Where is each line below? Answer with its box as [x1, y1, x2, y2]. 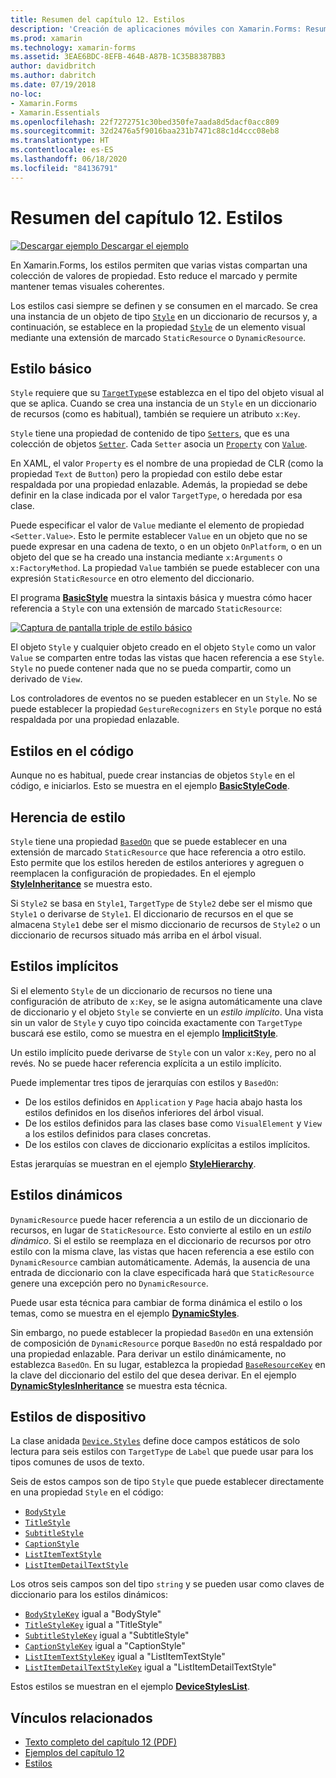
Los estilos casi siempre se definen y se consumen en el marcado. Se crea [10, 299, 318, 311]
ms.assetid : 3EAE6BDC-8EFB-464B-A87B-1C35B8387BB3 [10, 52, 226, 62]
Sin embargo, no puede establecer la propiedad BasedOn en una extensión [10, 1326, 314, 1338]
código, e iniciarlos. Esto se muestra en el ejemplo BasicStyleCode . [10, 780, 290, 792]
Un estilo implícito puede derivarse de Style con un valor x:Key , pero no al [10, 1046, 317, 1058]
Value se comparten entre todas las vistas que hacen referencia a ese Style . [10, 652, 325, 664]
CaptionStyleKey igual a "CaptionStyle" [24, 1640, 186, 1652]
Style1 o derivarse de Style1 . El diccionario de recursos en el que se [10, 908, 294, 920]
